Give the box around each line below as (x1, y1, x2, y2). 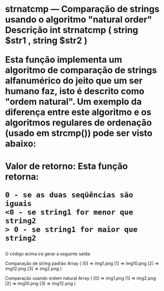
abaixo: (5, 138, 36, 149)
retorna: (5, 171, 39, 182)
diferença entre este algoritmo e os (5, 107, 152, 118)
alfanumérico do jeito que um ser (5, 75, 143, 86)
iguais (5, 199, 32, 208)
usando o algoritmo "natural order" (5, 14, 152, 25)
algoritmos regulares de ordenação (5, 117, 152, 128)
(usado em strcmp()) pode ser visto (5, 127, 153, 139)
